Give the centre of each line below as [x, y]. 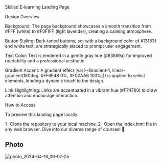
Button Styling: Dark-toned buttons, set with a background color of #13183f [81, 41]
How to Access [20, 105]
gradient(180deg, [23, 75]
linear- [119, 70]
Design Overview [23, 16]
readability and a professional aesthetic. [45, 61]
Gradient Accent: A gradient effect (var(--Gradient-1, [58, 70]
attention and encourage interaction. [42, 96]
